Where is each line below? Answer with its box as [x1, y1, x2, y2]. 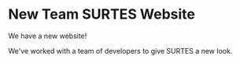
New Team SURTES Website [8, 5, 195, 23]
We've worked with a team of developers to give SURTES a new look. [8, 46, 233, 55]
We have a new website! [8, 31, 87, 40]
